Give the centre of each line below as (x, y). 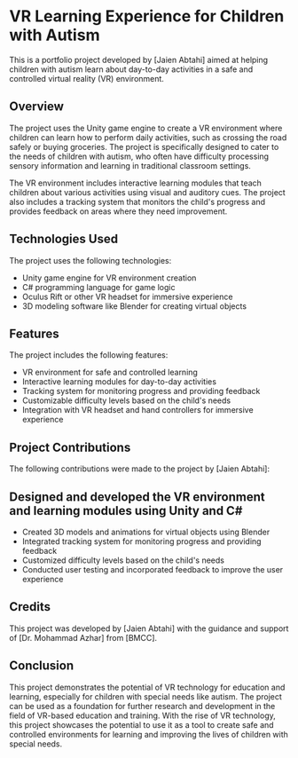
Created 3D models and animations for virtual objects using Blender (146, 532)
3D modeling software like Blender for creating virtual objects (134, 306)
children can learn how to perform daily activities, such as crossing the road (148, 137)
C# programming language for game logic (98, 287)
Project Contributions (70, 447)
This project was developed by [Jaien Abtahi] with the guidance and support (149, 628)
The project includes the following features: (89, 355)
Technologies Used (63, 239)
